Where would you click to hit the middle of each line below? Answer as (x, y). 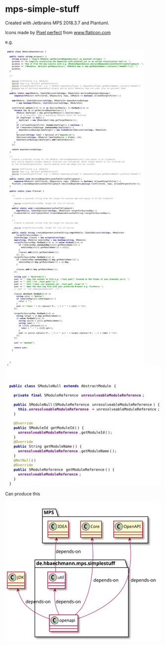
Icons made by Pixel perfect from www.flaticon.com (58, 32)
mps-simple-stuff (42, 9)
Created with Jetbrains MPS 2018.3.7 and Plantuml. (57, 23)
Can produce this (23, 493)
